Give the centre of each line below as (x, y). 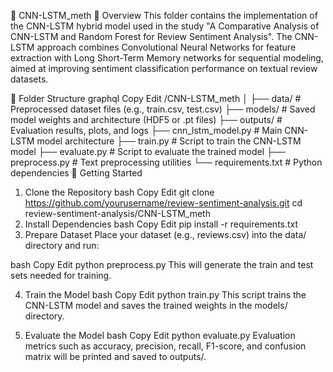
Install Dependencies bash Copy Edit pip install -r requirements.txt (161, 224)
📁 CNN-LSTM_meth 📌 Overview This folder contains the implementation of (164, 15)
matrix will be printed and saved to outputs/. (115, 356)
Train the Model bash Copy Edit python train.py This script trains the (165, 294)
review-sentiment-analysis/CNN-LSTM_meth (117, 213)
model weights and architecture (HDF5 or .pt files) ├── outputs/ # (146, 119)
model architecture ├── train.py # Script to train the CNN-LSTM (169, 141)
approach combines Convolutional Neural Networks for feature (166, 47)
